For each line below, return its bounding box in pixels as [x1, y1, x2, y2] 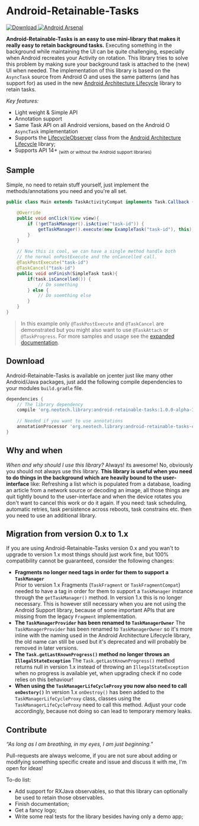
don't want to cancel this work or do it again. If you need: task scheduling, [6, 499, 187, 506]
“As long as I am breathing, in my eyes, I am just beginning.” [6, 740, 153, 748]
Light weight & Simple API [14, 109, 78, 116]
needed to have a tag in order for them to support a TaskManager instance [14, 588, 193, 595]
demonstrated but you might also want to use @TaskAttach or [20, 326, 169, 333]
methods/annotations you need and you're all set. [6, 187, 127, 194]
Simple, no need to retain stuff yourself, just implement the [6, 181, 149, 188]
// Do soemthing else [37, 293, 92, 299]
